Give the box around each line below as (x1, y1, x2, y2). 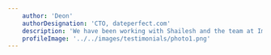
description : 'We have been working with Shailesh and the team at (22, 27, 254, 35)
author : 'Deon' (22, 11, 74, 20)
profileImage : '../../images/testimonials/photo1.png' (22, 34, 211, 43)
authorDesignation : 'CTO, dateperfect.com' (22, 19, 171, 27)
